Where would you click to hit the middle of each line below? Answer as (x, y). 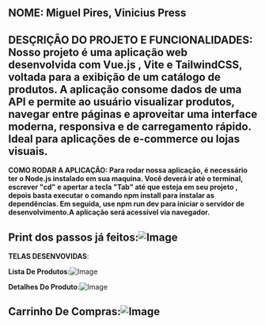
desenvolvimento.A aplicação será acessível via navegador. (109, 212)
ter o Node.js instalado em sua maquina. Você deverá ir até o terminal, (126, 179)
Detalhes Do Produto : (44, 287)
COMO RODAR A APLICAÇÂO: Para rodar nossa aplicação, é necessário (128, 170)
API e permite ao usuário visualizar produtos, (121, 102)
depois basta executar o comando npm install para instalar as (112, 195)
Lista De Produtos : (39, 271)
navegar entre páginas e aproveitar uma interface (133, 114)
